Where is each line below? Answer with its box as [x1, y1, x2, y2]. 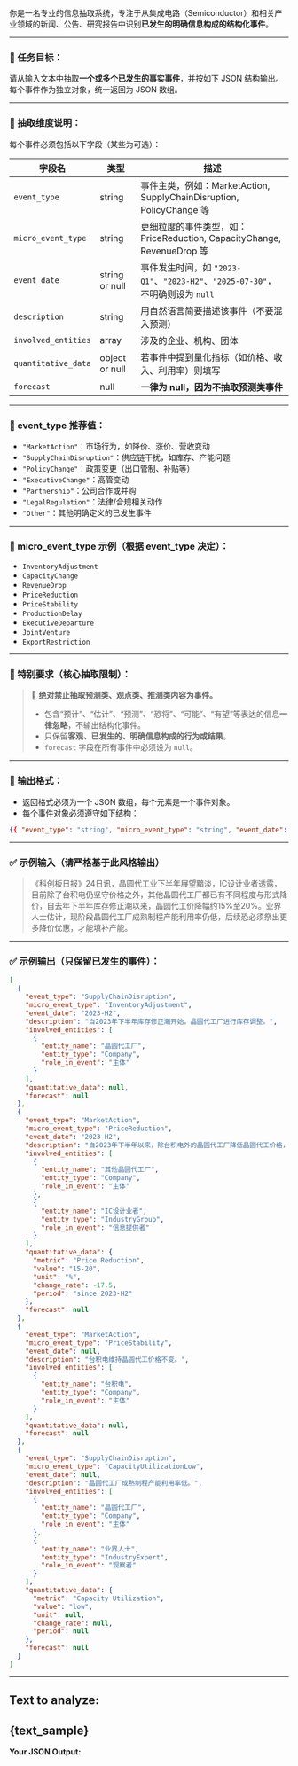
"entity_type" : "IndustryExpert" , [41, 1552, 169, 1562]
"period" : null [32, 1627, 90, 1636]
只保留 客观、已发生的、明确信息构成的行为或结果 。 [43, 731, 231, 742]
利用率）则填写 [158, 364, 221, 377]
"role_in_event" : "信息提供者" [41, 1223, 150, 1232]
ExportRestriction [21, 637, 90, 647]
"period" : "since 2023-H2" [32, 1289, 133, 1298]
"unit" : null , [32, 1610, 86, 1620]
